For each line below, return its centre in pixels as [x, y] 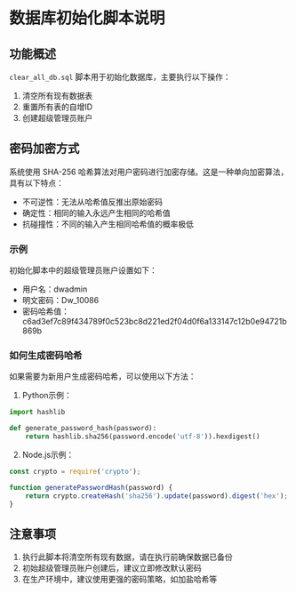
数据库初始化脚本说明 [88, 18]
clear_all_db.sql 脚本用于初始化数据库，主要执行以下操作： [120, 77]
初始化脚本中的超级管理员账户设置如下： [83, 270]
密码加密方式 [44, 149]
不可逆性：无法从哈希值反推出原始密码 [92, 202]
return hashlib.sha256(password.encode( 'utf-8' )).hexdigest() [143, 437]
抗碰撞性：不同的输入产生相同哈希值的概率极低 [108, 224]
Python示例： [47, 396]
